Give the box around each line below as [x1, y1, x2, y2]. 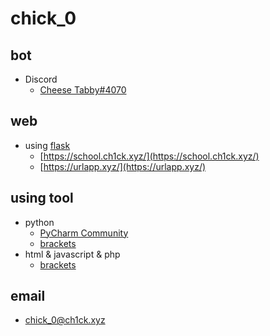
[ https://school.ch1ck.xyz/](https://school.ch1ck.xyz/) [39, 150, 260, 162]
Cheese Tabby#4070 [39, 84, 127, 96]
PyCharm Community [39, 227, 129, 239]
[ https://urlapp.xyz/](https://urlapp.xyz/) [39, 160, 207, 172]
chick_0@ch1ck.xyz [24, 314, 106, 326]
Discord [24, 73, 58, 85]
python [24, 216, 55, 228]
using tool [10, 190, 74, 207]
